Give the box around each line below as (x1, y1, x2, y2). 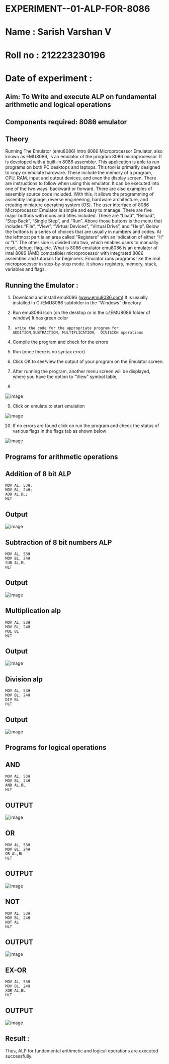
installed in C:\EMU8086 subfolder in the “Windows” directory (12, 300, 141, 306)
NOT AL (5, 919, 19, 925)
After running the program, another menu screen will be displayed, (12, 368, 151, 375)
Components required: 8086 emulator (5, 117, 127, 126)
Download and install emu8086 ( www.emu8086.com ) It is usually (12, 294, 148, 301)
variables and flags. (5, 266, 46, 272)
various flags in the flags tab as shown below (12, 428, 107, 434)
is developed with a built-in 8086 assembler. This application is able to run (5, 159, 159, 165)
